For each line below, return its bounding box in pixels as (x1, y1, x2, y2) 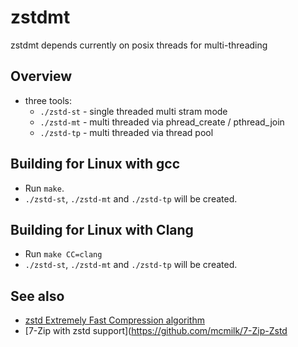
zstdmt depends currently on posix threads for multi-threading (10, 39, 268, 51)
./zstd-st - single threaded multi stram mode (39, 105, 228, 117)
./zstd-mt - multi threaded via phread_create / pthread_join (39, 116, 285, 128)
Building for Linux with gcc (10, 156, 181, 173)
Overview (10, 68, 73, 85)
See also (10, 287, 65, 305)
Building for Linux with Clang (10, 221, 194, 238)
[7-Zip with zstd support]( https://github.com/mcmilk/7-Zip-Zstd (24, 325, 288, 337)
